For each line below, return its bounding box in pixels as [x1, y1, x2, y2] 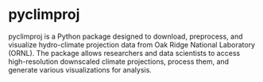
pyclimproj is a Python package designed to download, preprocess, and [8, 32, 244, 41]
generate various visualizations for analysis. [8, 65, 153, 74]
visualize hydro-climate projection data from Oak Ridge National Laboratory [8, 39, 256, 49]
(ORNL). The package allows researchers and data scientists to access [8, 48, 241, 58]
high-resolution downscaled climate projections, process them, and [8, 57, 229, 66]
